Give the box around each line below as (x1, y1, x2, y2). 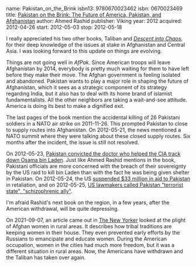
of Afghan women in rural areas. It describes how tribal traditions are (6, 223, 172, 229)
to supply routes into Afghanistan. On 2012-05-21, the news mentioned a (6, 126, 181, 133)
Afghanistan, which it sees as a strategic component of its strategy (6, 84, 167, 90)
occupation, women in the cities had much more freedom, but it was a (6, 242, 175, 248)
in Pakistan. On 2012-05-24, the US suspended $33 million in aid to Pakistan (6, 175, 190, 182)
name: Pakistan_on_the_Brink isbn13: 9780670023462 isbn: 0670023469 (6, 5, 183, 12)
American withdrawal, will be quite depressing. (6, 205, 119, 212)
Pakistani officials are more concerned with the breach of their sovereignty (6, 163, 187, 170)
